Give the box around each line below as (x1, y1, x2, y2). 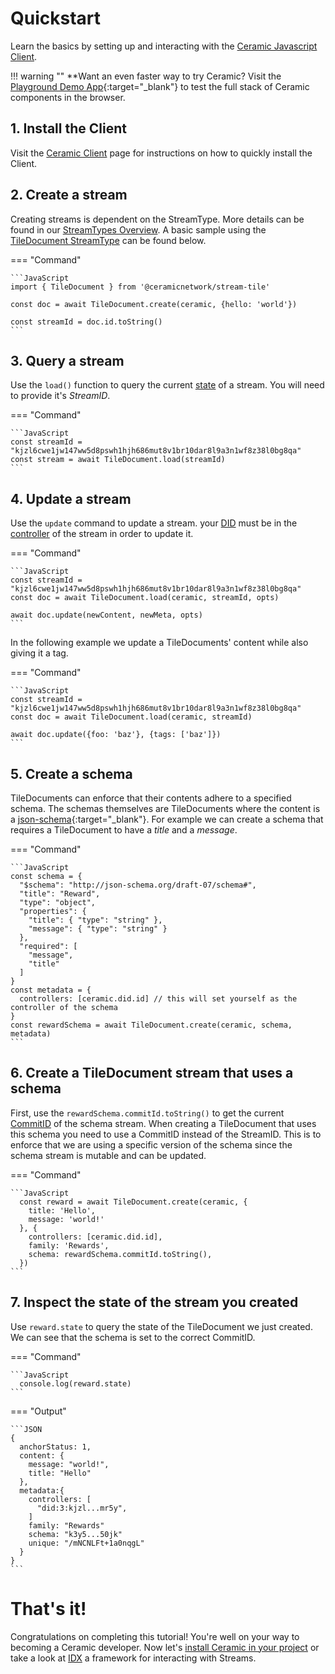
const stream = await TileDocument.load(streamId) (10, 455, 226, 465)
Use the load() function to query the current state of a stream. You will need (10, 379, 325, 391)
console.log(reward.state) (19, 1378, 132, 1389)
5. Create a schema (10, 765, 133, 782)
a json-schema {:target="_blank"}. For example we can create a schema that (10, 813, 324, 825)
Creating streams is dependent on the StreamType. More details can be (10, 213, 305, 225)
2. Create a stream (10, 187, 128, 204)
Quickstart (10, 7, 102, 30)
